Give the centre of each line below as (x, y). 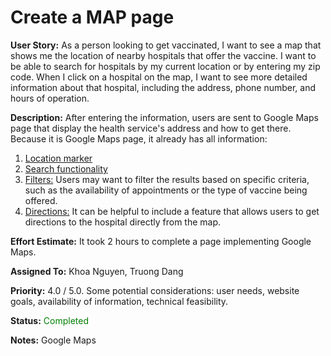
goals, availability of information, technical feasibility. (119, 301)
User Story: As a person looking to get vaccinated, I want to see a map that (166, 45)
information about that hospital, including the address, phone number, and (163, 87)
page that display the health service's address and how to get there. (151, 128)
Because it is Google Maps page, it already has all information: (139, 138)
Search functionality (66, 168)
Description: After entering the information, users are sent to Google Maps (164, 117)
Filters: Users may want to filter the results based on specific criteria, (167, 179)
